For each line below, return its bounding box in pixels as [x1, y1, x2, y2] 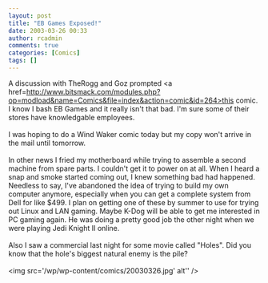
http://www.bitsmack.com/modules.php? [26, 87, 161, 96]
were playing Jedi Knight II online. [8, 223, 120, 232]
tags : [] [8, 57, 38, 65]
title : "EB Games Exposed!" [8, 19, 102, 27]
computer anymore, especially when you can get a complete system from [8, 189, 251, 199]
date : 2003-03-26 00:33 [8, 26, 88, 34]
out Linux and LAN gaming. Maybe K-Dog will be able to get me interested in [8, 206, 260, 216]
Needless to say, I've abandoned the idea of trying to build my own [8, 180, 230, 190]
